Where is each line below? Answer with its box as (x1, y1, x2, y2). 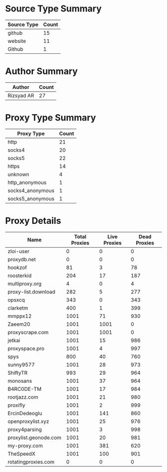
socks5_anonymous (7, 195, 55, 202)
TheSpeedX (7, 450, 36, 457)
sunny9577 (7, 361, 35, 368)
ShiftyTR (7, 369, 28, 376)
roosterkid (7, 272, 32, 279)
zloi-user (7, 248, 30, 255)
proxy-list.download (7, 288, 56, 295)
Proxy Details (5, 215, 61, 226)
